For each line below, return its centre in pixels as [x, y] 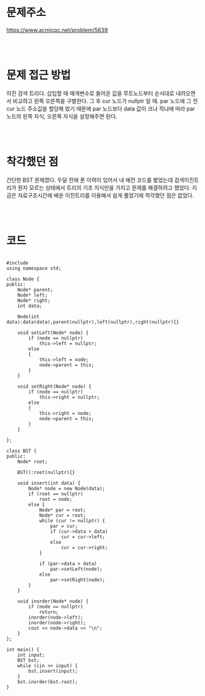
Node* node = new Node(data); [67, 489]
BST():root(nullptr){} [46, 472]
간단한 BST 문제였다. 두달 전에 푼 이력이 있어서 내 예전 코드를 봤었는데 [90, 180]
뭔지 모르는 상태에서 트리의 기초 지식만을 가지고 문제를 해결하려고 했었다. [104, 187]
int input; [31, 655]
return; [49, 612]
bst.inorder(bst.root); [48, 682]
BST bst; [28, 660]
